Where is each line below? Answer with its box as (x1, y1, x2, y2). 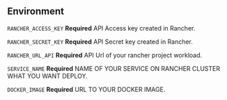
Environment (7, 6, 65, 17)
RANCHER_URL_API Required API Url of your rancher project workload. (7, 51, 203, 59)
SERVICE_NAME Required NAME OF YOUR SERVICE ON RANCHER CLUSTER (7, 64, 221, 72)
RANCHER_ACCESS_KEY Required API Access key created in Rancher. (7, 24, 196, 32)
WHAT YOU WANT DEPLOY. (7, 72, 88, 80)
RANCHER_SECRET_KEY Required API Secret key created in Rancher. (7, 37, 194, 46)
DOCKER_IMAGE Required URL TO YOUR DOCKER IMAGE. (7, 85, 166, 93)
